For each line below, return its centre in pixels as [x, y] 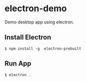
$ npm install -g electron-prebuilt [43, 49]
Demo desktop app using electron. [39, 22]
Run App [18, 64]
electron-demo [36, 9]
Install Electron [28, 37]
